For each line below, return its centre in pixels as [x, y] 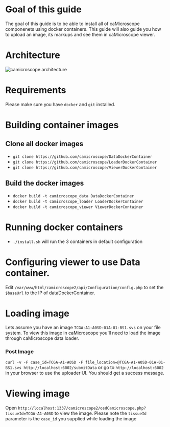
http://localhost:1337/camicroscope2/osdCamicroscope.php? [82, 408]
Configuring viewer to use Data [73, 262]
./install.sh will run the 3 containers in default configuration [78, 241]
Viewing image [38, 393]
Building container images [62, 125]
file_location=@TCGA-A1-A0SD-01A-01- [125, 362]
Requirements [36, 90]
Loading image [38, 313]
